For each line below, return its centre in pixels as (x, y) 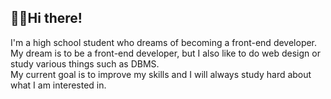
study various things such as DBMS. (85, 63)
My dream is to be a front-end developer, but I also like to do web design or (165, 53)
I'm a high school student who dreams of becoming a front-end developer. (164, 42)
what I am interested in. (58, 85)
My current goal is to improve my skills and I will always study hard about (161, 74)
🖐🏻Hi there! (46, 18)
